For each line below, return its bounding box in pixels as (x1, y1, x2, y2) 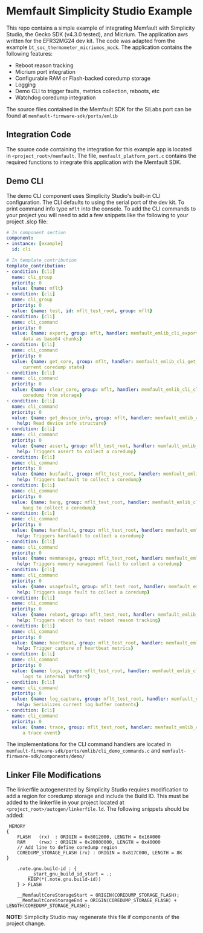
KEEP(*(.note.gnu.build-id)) (28, 876, 101, 883)
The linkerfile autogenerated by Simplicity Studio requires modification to (6, 786, 188, 793)
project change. (6, 920, 46, 927)
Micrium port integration (14, 68, 76, 75)
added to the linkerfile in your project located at (6, 799, 125, 806)
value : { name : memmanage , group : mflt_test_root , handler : (11, 555, 164, 561)
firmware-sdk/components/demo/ (6, 753, 85, 760)
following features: (6, 50, 53, 57)
